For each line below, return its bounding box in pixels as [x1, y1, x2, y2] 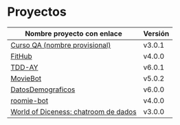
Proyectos [7, 4, 67, 20]
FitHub [10, 51, 32, 61]
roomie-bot [10, 96, 49, 105]
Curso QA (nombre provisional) [10, 40, 111, 50]
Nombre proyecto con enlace [25, 29, 122, 38]
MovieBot [10, 73, 42, 83]
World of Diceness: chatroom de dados [10, 107, 137, 116]
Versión [143, 29, 170, 38]
